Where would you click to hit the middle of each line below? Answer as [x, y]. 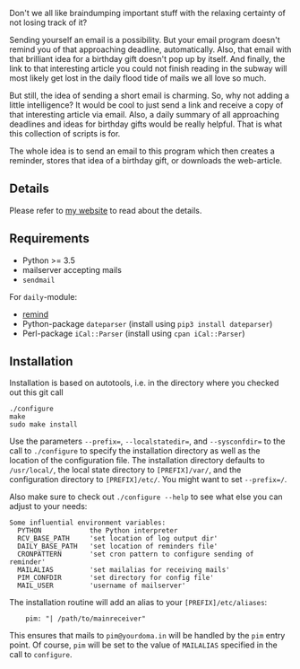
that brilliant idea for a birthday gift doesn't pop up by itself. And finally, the [147, 59]
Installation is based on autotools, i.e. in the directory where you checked [144, 383]
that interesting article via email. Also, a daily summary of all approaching [144, 114]
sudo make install [43, 425]
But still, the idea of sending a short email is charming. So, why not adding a [149, 95]
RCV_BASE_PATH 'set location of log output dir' [118, 539]
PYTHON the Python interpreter [98, 531]
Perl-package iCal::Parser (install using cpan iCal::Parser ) [133, 333]
